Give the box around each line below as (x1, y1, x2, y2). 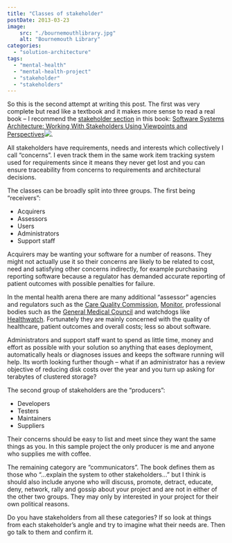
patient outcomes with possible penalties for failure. (7, 280, 156, 288)
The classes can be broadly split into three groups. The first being (7, 186, 195, 195)
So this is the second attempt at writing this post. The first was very (7, 100, 200, 108)
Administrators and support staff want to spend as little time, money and (7, 336, 213, 344)
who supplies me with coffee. (7, 449, 91, 458)
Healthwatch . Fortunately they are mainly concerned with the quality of (7, 315, 210, 323)
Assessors (17, 215, 48, 223)
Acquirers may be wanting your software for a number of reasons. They (7, 250, 212, 258)
